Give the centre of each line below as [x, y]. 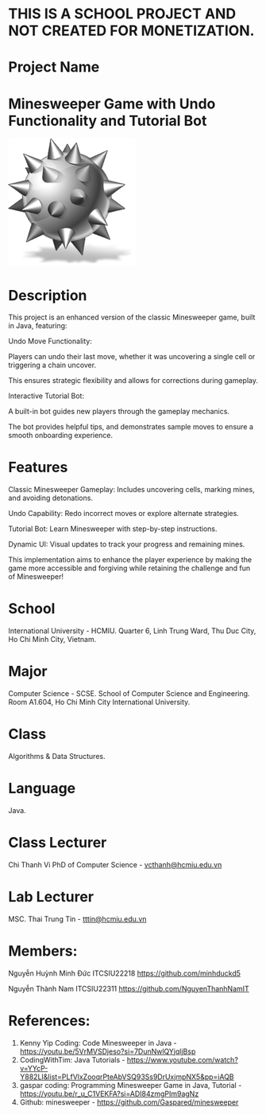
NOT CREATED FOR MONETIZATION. [131, 31]
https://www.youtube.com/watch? [182, 1059]
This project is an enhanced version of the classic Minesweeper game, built [132, 317]
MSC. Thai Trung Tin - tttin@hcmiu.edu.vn [77, 919]
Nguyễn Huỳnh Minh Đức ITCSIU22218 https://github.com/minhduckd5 [124, 973]
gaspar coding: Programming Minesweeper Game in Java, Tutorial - [131, 1085]
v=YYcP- [34, 1068]
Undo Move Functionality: [50, 341]
